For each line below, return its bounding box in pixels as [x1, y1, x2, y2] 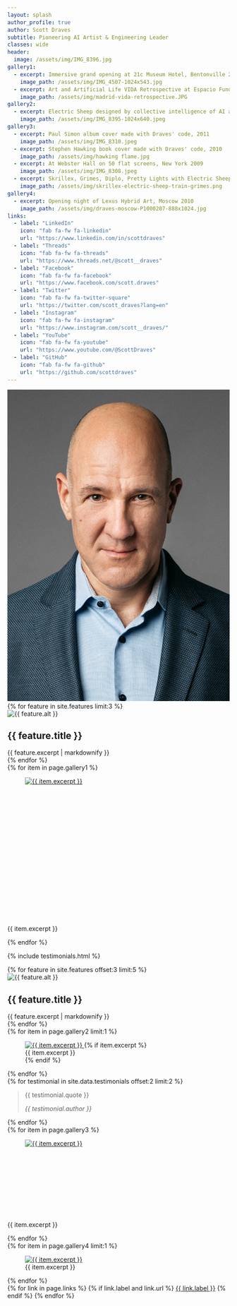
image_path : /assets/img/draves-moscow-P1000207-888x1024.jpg [20, 205, 207, 212]
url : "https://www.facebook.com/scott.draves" [20, 280, 159, 287]
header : [7, 49, 30, 56]
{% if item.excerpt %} [83, 1041, 147, 1050]
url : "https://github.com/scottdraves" [20, 369, 138, 376]
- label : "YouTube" [13, 332, 71, 339]
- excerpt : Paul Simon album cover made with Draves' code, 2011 [13, 131, 210, 138]
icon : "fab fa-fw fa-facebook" [20, 272, 112, 279]
